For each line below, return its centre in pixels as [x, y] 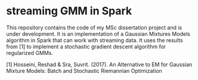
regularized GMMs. [30, 53]
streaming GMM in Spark [69, 11]
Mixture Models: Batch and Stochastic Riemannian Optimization [84, 70]
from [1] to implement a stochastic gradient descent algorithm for [86, 47]
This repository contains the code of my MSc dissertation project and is [94, 27]
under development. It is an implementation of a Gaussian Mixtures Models [98, 33]
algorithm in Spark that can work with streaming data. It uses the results [95, 40]
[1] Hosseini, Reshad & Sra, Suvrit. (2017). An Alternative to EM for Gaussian [99, 64]
